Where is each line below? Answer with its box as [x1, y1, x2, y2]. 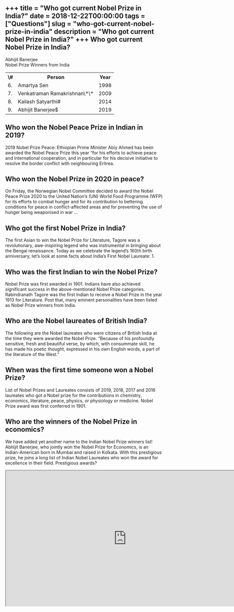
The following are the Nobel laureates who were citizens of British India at [5, 330, 157, 336]
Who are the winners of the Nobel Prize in [5, 418, 137, 426]
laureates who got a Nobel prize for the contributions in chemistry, [5, 392, 142, 398]
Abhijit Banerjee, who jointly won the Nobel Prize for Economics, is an [5, 444, 149, 450]
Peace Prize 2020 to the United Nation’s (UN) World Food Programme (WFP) [5, 193, 163, 199]
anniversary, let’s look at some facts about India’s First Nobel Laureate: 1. [5, 253, 155, 259]
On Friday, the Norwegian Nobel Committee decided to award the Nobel [5, 188, 153, 194]
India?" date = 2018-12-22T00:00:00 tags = [5, 12, 145, 21]
